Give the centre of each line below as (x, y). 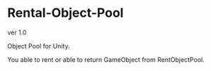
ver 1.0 (17, 32)
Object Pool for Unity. (39, 46)
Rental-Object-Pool (65, 13)
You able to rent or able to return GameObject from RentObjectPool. (106, 59)
